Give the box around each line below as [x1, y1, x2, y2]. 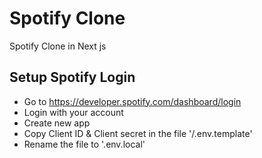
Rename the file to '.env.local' [23, 138, 146, 150]
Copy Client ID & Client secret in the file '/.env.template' [23, 127, 253, 139]
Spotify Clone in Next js [9, 40, 107, 52]
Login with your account [23, 106, 124, 118]
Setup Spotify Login [9, 69, 136, 86]
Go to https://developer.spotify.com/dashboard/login [23, 95, 242, 107]
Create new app [23, 117, 91, 129]
